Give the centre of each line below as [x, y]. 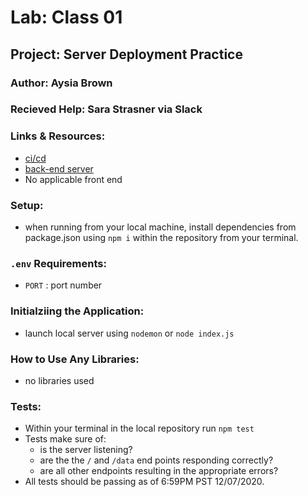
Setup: [27, 205]
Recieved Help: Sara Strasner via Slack [106, 109]
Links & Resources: [58, 136]
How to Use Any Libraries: [75, 359]
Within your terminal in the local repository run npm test [139, 428]
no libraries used [59, 380]
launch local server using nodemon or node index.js [129, 333]
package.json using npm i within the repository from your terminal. [161, 238]
